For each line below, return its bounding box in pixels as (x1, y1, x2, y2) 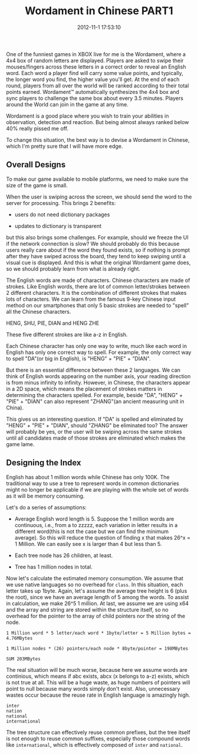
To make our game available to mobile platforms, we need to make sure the (6, 175, 189, 183)
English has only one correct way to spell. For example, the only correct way (6, 349, 192, 356)
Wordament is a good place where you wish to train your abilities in (6, 112, 169, 119)
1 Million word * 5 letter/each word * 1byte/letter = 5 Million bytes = (6, 630, 192, 636)
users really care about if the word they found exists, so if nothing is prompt (6, 246, 190, 253)
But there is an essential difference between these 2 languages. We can (6, 366, 181, 373)
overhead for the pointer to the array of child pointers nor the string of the (6, 612, 186, 619)
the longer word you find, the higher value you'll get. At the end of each (6, 76, 180, 83)
